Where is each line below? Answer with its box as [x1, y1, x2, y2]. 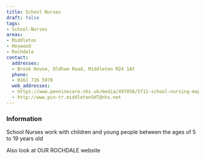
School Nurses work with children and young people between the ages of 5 [6, 128, 196, 136]
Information [6, 114, 42, 123]
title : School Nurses [6, 9, 62, 15]
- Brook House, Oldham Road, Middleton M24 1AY [12, 65, 135, 72]
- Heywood [6, 43, 32, 50]
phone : [12, 72, 29, 78]
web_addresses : [12, 83, 51, 89]
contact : [6, 54, 29, 61]
